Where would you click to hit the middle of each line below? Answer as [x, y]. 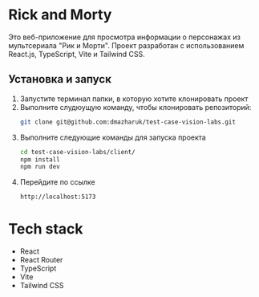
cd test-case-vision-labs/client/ [77, 152]
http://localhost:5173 [58, 197]
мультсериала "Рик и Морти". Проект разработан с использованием [126, 45]
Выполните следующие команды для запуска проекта [113, 137]
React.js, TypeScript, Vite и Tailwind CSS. [77, 54]
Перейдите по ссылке [57, 182]
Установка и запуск [60, 79]
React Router [41, 260]
